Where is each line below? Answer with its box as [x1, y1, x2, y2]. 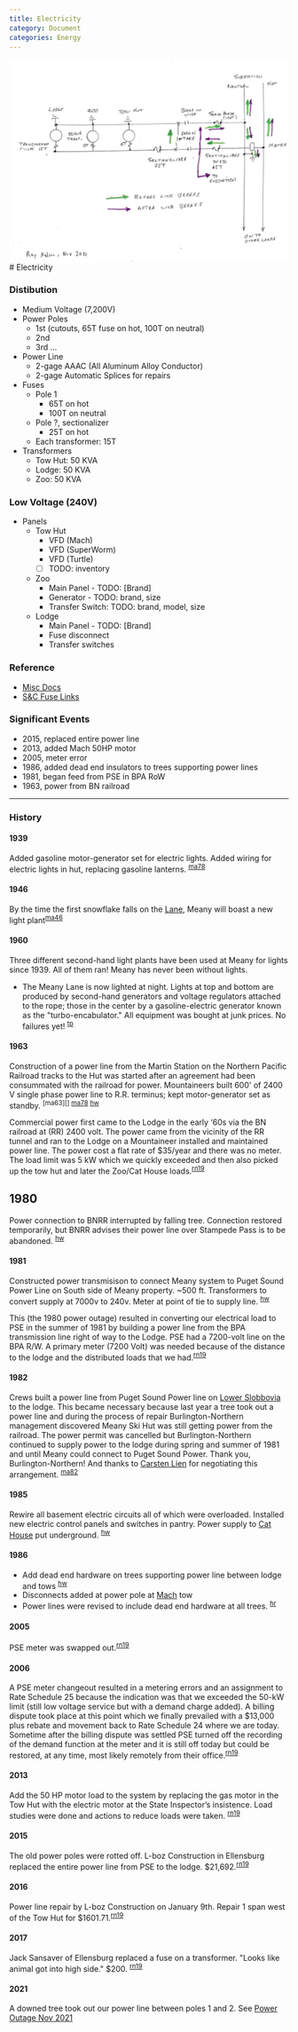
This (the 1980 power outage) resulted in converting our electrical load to [9, 1313, 277, 1324]
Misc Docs [21, 682, 62, 692]
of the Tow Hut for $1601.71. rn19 [9, 1910, 124, 1923]
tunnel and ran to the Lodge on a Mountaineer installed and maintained [9, 1136, 269, 1147]
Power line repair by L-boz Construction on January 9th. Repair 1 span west [9, 1901, 286, 1912]
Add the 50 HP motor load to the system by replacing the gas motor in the [9, 1790, 279, 1800]
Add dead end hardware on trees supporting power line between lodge [21, 1569, 282, 1580]
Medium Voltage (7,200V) [21, 304, 116, 314]
